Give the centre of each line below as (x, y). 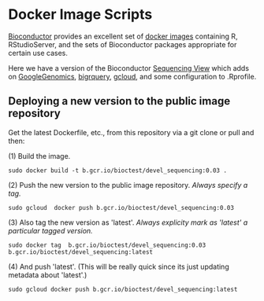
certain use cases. (38, 53)
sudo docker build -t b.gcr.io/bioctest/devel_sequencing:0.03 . (117, 171)
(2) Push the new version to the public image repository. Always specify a (128, 185)
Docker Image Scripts (80, 15)
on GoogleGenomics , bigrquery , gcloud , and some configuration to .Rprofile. (132, 76)
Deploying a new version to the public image (119, 101)
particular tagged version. (50, 230)
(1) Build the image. (39, 156)
